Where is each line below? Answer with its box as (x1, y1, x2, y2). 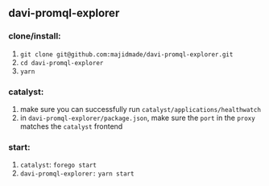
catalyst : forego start (19, 160, 97, 170)
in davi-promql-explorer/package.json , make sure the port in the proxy (19, 113, 255, 122)
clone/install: (8, 31, 62, 42)
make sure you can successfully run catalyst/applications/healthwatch (19, 104, 262, 114)
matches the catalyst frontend (19, 121, 123, 131)
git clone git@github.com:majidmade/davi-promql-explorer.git (19, 50, 234, 59)
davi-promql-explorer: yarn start (19, 170, 134, 178)
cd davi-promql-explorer (19, 59, 104, 67)
